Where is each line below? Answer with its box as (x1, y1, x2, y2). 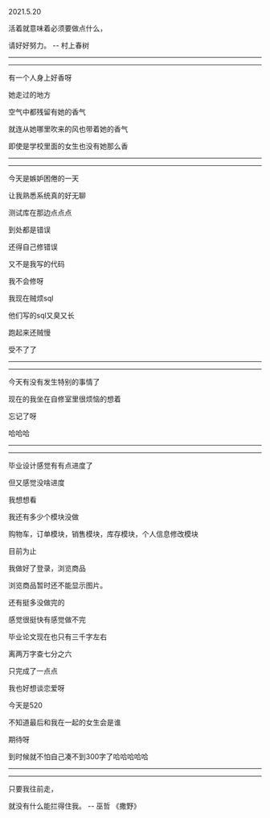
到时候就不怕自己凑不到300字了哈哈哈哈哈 (8, 752, 149, 761)
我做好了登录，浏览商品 (8, 563, 86, 573)
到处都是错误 (8, 225, 51, 235)
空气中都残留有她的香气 (8, 107, 86, 116)
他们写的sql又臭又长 (8, 310, 75, 320)
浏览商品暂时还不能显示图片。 (8, 580, 107, 590)
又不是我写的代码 (8, 260, 65, 268)
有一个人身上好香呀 (8, 73, 72, 82)
